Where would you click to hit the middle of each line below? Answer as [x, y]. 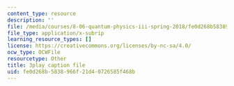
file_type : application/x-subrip [56, 33]
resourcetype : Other [37, 59]
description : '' [31, 20]
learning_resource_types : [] [49, 40]
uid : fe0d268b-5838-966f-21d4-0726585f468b [71, 71]
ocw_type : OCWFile [34, 53]
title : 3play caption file [46, 65]
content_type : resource [42, 14]
